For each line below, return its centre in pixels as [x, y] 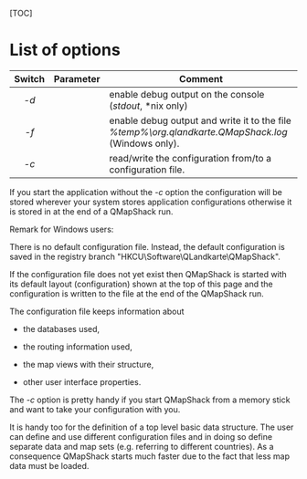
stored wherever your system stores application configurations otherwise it [151, 202]
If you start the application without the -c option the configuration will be [146, 192]
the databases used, [61, 328]
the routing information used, [77, 347]
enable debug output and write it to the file [201, 120]
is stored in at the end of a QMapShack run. [91, 211]
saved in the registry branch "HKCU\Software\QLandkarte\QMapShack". [145, 256]
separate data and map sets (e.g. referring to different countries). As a [142, 446]
